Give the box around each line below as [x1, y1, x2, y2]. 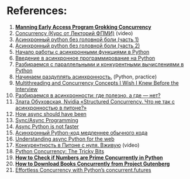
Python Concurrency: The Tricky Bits [15, 147, 105, 154]
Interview [15, 85, 38, 92]
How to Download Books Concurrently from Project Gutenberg [15, 160, 170, 167]
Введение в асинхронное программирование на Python [15, 54, 156, 61]
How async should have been [15, 110, 87, 118]
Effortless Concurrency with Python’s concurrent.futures [15, 166, 151, 173]
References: [6, 4, 67, 18]
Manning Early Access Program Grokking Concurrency [15, 23, 151, 30]
